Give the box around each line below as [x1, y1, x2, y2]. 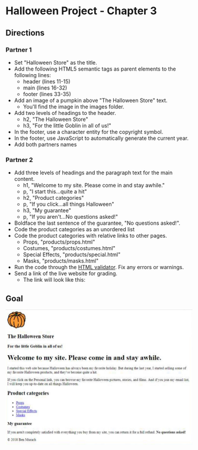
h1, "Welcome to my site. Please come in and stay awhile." [23, 182, 165, 189]
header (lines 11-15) [23, 78, 71, 85]
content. [14, 175, 35, 183]
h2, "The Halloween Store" [23, 116, 88, 123]
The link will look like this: [23, 276, 85, 283]
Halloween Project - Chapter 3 [5, 4, 158, 18]
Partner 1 [5, 46, 32, 54]
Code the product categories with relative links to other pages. [14, 232, 167, 240]
